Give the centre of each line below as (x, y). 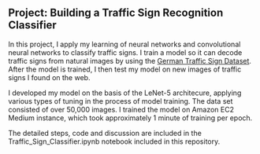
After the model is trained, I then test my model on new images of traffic (125, 69)
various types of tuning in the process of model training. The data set (121, 101)
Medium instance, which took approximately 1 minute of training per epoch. (130, 118)
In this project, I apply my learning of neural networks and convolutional (124, 44)
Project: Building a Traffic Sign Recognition (116, 13)
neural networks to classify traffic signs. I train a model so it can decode (125, 52)
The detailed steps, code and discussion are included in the (105, 133)
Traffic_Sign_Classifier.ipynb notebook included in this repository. (114, 141)
